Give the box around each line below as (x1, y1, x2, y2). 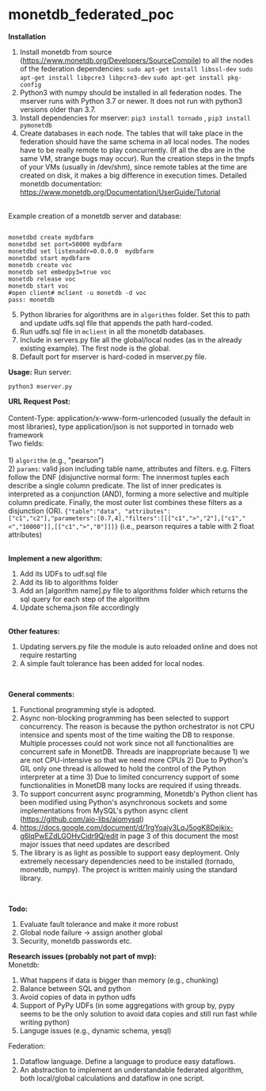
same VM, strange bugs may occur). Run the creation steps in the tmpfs (19, 153, 255, 163)
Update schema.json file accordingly (19, 603, 140, 612)
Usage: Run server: (8, 367, 72, 377)
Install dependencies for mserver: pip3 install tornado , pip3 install (19, 113, 251, 122)
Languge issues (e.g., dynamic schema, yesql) (19, 1025, 172, 1035)
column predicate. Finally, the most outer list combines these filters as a (8, 497, 243, 507)
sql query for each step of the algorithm (19, 594, 150, 603)
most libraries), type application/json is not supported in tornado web (8, 422, 234, 431)
